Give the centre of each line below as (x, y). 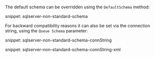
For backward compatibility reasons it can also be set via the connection (78, 26)
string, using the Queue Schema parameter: (47, 31)
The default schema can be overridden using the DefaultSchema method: (77, 7)
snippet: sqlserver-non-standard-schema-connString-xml (63, 50)
